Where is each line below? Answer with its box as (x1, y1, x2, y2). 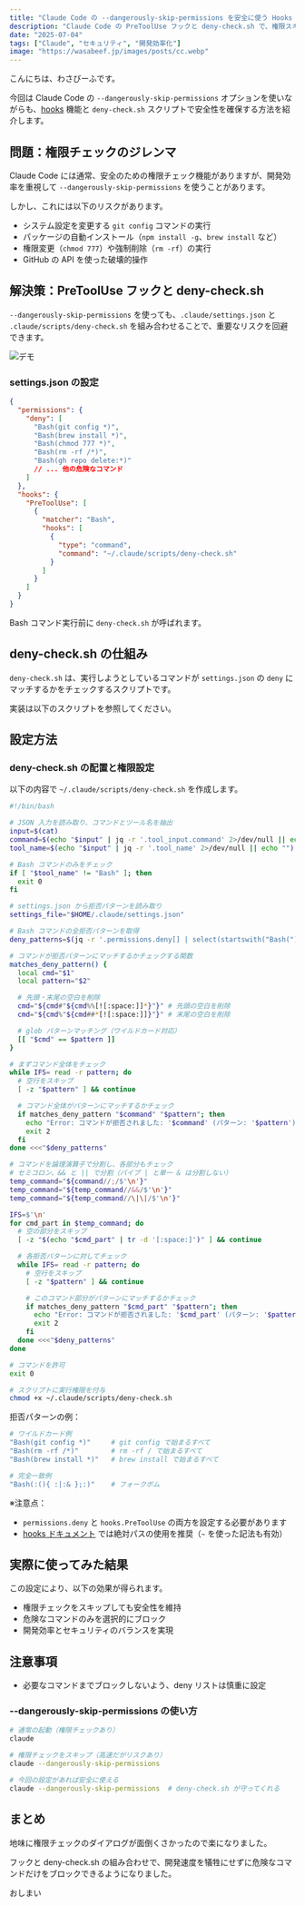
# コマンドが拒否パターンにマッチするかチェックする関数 (9, 951, 193, 961)
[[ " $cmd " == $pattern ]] (17, 1034, 116, 1044)
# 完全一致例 (9, 1471, 52, 1480)
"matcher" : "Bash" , (42, 515, 116, 525)
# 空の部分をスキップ (17, 1227, 87, 1236)
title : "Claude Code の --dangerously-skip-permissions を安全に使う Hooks (9, 13, 293, 23)
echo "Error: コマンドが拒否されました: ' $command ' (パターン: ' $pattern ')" (25, 1118, 300, 1127)
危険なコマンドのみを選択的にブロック (22, 1614, 166, 1625)
